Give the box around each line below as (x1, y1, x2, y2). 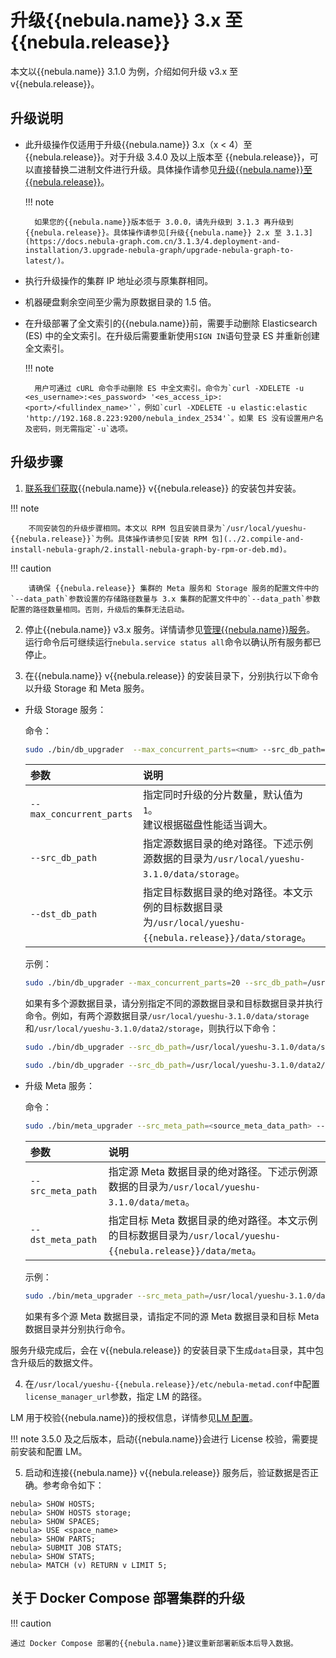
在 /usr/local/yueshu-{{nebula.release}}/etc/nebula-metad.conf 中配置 (24, 1377, 321, 1390)
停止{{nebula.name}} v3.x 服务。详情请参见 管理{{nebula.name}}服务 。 (24, 623, 316, 635)
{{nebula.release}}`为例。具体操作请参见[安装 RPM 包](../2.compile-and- (10, 534, 305, 544)
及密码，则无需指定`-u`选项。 (24, 424, 133, 434)
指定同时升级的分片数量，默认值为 (142, 788, 303, 802)
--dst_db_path (29, 909, 98, 920)
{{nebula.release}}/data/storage (142, 932, 302, 944)
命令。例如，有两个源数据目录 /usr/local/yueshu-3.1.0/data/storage (24, 1010, 310, 1022)
